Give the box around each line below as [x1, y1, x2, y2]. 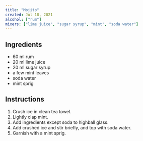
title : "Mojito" [5, 7, 39, 13]
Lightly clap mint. [12, 114, 49, 120]
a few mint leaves [12, 70, 49, 76]
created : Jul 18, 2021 [5, 12, 53, 17]
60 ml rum [12, 54, 34, 60]
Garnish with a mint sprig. [12, 130, 66, 136]
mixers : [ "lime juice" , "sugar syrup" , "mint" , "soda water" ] [5, 21, 138, 27]
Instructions [5, 95, 44, 104]
